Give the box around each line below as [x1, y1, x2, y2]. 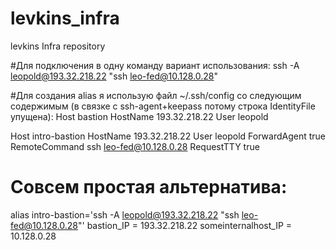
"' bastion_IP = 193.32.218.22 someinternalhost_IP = [78, 219, 293, 231]
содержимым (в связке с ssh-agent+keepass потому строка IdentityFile [10, 100, 316, 112]
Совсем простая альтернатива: [10, 176, 288, 199]
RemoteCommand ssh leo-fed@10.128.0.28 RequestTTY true [10, 140, 260, 152]
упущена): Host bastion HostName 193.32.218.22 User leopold [10, 110, 269, 122]
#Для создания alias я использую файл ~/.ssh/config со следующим [10, 89, 302, 101]
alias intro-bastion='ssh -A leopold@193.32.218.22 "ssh [10, 208, 240, 221]
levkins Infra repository [10, 40, 106, 52]
